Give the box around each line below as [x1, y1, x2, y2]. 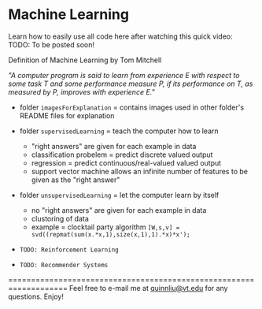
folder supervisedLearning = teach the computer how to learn [19, 126, 219, 136]
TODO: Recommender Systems [19, 261, 109, 269]
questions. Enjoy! [8, 292, 65, 301]
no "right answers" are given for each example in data [31, 205, 207, 214]
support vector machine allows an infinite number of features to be [31, 166, 248, 176]
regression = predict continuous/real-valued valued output [31, 158, 222, 167]
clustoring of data [31, 214, 89, 223]
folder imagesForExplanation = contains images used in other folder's [19, 102, 245, 112]
